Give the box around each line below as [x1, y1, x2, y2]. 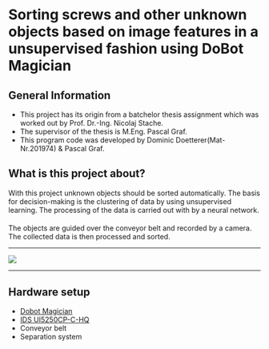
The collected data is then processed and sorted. [8, 232, 171, 242]
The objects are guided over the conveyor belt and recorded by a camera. [8, 223, 252, 233]
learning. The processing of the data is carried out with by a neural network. [8, 205, 260, 215]
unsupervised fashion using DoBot [8, 40, 244, 58]
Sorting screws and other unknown [8, 6, 247, 24]
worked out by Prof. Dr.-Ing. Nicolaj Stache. [19, 118, 164, 127]
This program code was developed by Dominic [19, 135, 175, 145]
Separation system [19, 332, 82, 342]
